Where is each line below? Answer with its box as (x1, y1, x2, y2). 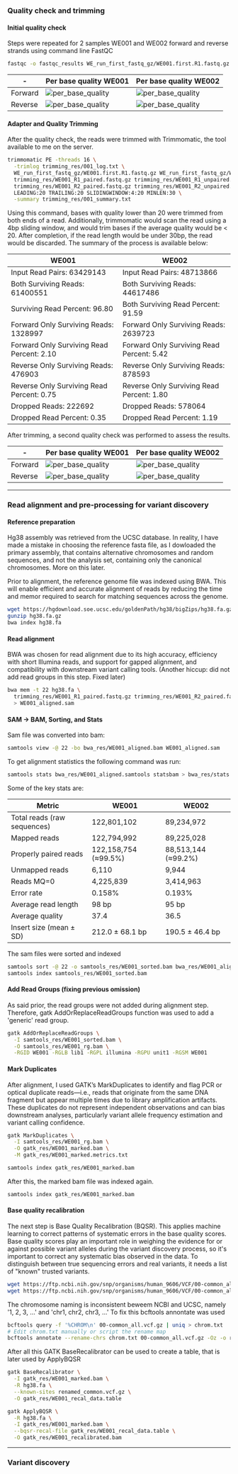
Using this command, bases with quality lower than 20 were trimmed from (7, 208, 223, 218)
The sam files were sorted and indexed (7, 949, 121, 958)
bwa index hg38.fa (7, 619, 62, 626)
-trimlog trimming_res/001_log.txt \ (13, 163, 125, 170)
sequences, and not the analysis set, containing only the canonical (7, 556, 202, 565)
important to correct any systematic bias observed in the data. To (7, 1251, 198, 1260)
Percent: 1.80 (123, 390, 169, 400)
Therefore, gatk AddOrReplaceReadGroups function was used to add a (7, 1008, 215, 1017)
